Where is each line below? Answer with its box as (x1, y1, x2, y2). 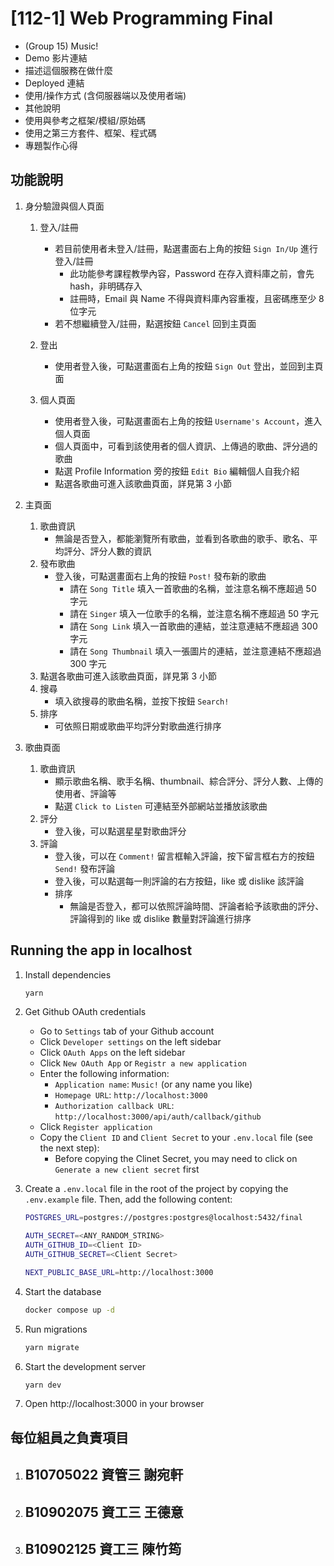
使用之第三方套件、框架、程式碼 (24, 127, 157, 139)
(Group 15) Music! (24, 40, 99, 52)
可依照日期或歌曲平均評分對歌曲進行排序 (54, 720, 222, 732)
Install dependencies (24, 968, 112, 981)
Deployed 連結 (24, 77, 85, 89)
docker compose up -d (24, 1305, 115, 1315)
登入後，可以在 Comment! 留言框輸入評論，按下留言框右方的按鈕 (54, 850, 315, 862)
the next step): (39, 1142, 100, 1154)
